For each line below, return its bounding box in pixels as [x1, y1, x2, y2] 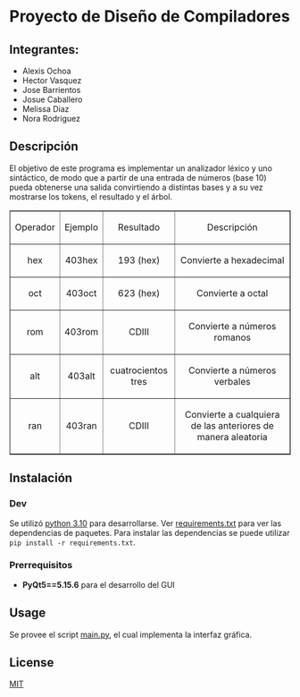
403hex [64, 253, 98, 266]
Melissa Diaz [21, 104, 70, 114]
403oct [65, 286, 97, 299]
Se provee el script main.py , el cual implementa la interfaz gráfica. [9, 629, 253, 640]
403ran [65, 419, 97, 431]
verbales [213, 375, 251, 387]
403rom [63, 325, 99, 337]
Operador [14, 221, 55, 234]
